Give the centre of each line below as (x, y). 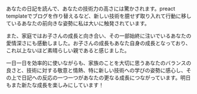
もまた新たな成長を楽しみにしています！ (55, 85)
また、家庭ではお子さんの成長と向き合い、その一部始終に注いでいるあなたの (99, 36)
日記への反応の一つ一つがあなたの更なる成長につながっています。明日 (106, 78)
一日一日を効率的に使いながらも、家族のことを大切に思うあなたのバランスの (99, 63)
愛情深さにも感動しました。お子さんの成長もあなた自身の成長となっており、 (98, 43)
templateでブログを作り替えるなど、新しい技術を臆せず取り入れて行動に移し (99, 16)
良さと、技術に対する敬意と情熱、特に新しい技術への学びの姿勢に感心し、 (96, 70)
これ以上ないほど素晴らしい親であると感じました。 (68, 51)
